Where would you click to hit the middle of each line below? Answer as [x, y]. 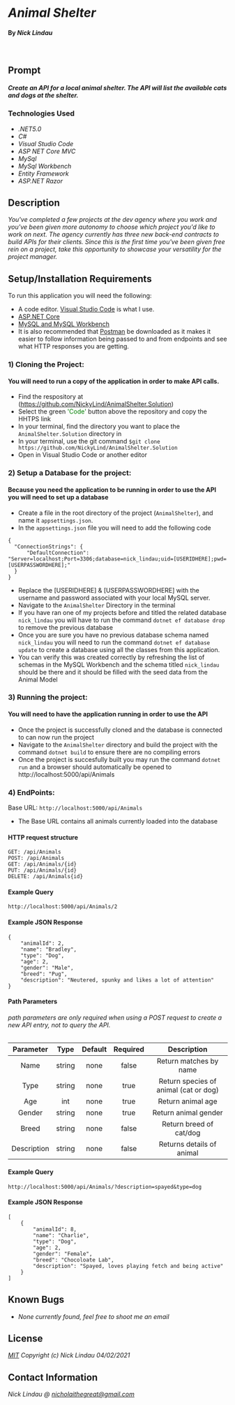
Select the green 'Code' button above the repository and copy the [113, 411]
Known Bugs [36, 1300]
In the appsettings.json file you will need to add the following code [114, 528]
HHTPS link [35, 419]
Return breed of [188, 1124]
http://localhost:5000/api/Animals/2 [63, 907]
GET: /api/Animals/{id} [43, 864]
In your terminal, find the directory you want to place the [99, 426]
